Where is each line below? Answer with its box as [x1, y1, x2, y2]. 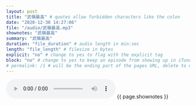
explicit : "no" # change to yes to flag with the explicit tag [6, 52, 163, 58]
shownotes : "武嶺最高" [6, 30, 58, 36]
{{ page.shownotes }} [116, 93, 169, 100]
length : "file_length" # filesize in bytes [6, 47, 114, 52]
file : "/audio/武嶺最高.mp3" [6, 24, 73, 31]
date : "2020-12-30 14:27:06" [6, 19, 77, 25]
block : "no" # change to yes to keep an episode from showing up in [6, 57, 176, 63]
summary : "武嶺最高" [6, 36, 52, 41]
